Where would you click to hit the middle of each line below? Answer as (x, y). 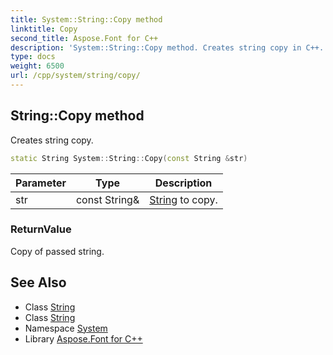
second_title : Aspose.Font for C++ (84, 38)
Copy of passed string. (57, 251)
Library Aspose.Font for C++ (83, 338)
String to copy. (183, 199)
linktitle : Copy (44, 29)
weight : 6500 (37, 66)
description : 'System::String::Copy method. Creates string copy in (156, 47)
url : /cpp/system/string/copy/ (75, 76)
